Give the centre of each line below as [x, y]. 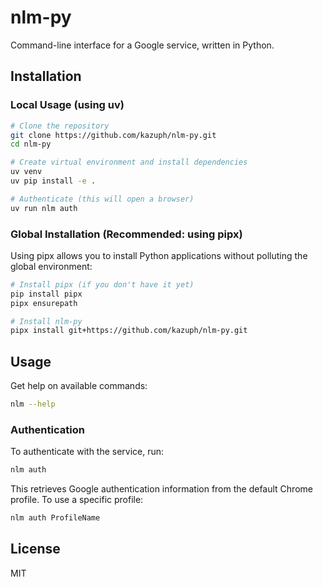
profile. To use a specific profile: [77, 500]
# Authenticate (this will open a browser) [102, 199]
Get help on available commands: [79, 386]
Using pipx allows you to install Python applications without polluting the [159, 255]
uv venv [26, 172]
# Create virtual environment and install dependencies [129, 162]
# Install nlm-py [46, 321]
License [35, 549]
